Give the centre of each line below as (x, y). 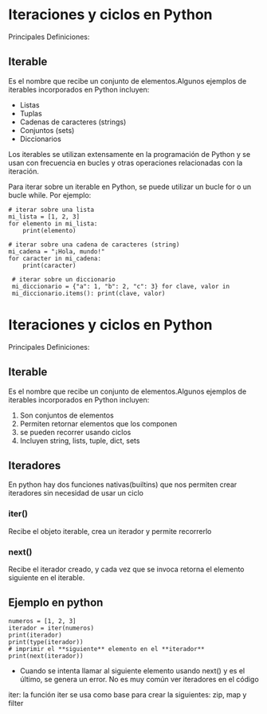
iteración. (24, 171)
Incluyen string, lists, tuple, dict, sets (80, 441)
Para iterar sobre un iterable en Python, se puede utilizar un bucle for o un (130, 186)
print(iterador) (35, 635)
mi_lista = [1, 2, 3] (44, 217)
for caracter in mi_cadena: (55, 258)
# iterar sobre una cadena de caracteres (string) (94, 245)
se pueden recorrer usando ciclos (75, 432)
